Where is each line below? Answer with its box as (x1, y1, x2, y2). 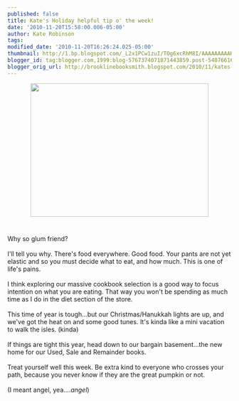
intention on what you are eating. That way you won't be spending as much (7, 287, 228, 296)
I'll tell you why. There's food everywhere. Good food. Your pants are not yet (7, 250, 231, 258)
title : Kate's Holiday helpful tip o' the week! (7, 17, 154, 24)
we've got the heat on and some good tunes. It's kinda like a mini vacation (7, 317, 225, 326)
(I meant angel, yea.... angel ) (7, 385, 90, 394)
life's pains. (7, 264, 41, 273)
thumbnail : (7, 50, 40, 58)
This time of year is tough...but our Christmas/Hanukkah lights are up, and (7, 310, 224, 319)
